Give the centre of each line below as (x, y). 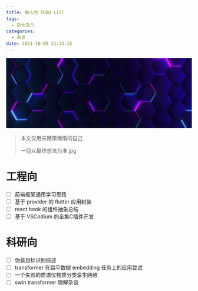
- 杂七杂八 (23, 25)
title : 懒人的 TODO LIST (35, 12)
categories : (21, 31)
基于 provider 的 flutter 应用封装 (53, 202)
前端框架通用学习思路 (40, 194)
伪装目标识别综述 (35, 260)
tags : (13, 19)
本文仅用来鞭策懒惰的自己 (52, 138)
